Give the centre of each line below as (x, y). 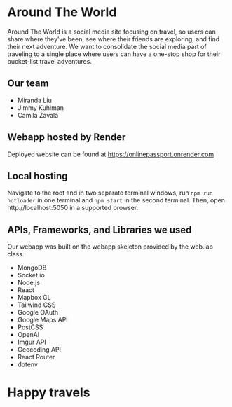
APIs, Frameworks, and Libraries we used (100, 229)
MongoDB (32, 268)
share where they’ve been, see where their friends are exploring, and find (114, 39)
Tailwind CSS (36, 305)
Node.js (29, 283)
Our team (28, 84)
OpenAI (28, 335)
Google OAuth (38, 312)
